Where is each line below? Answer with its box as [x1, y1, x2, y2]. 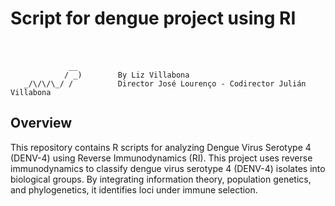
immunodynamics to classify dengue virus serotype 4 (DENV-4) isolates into [10, 162, 326, 174]
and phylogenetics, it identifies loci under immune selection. [10, 183, 258, 196]
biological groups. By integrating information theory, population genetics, [10, 173, 312, 185]
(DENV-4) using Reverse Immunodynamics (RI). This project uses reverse [10, 152, 313, 164]
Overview [10, 115, 73, 132]
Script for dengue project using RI [10, 7, 297, 30]
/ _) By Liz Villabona [63, 70, 190, 80]
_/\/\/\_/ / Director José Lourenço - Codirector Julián [23, 78, 307, 89]
